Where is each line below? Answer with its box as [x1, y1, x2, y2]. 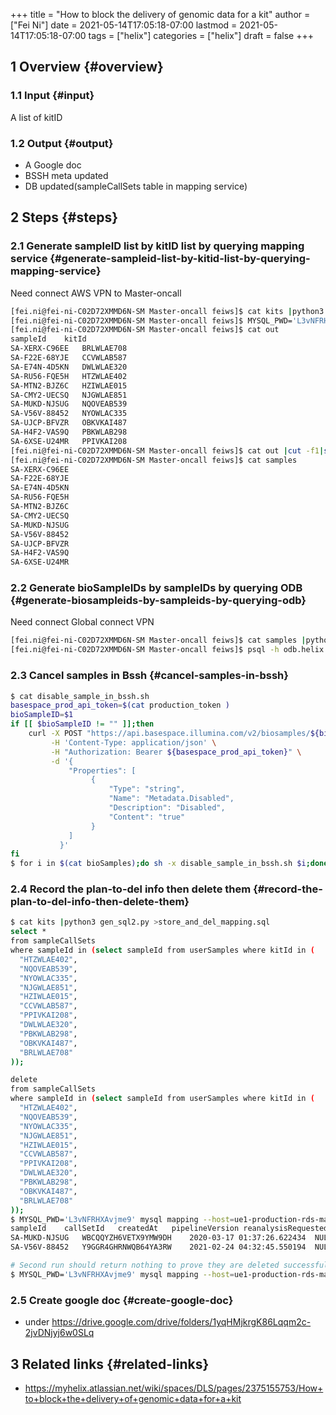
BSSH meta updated [24, 169, 109, 181]
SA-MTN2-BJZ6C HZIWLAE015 [10, 380, 128, 391]
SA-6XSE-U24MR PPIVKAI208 [10, 436, 128, 446]
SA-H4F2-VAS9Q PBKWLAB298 [10, 427, 128, 438]
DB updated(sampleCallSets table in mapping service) [24, 180, 248, 192]
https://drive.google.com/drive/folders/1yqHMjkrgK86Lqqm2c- [51, 1316, 312, 1328]
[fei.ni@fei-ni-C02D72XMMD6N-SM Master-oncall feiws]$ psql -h [10, 645, 280, 655]
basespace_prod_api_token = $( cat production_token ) [10, 700, 230, 711]
